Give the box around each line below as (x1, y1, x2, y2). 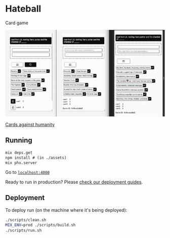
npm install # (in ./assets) (5, 155, 67, 160)
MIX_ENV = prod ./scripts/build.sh (5, 223, 76, 228)
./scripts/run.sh (5, 228, 42, 233)
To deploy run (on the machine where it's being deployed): (5, 207, 127, 213)
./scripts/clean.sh (5, 217, 47, 222)
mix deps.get (5, 150, 33, 155)
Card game (5, 20, 29, 26)
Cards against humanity (5, 121, 55, 127)
